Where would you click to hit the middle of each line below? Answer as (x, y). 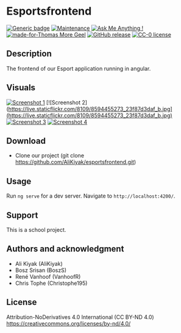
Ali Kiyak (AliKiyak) (39, 263)
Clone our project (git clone (49, 156)
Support (22, 215)
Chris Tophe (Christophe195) (51, 283)
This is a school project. (36, 230)
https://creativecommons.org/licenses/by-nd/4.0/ (69, 323)
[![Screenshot (63, 102)
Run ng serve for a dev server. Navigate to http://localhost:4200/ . (91, 196)
